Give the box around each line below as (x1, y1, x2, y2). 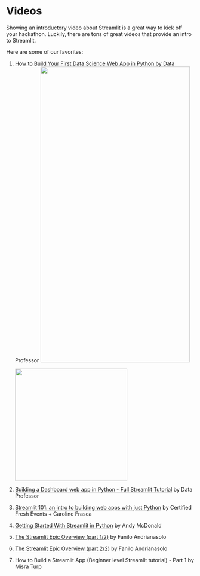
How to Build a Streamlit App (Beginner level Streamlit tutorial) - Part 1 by (14, 556, 194, 563)
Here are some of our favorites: (6, 48, 84, 55)
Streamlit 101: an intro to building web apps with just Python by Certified (14, 504, 192, 511)
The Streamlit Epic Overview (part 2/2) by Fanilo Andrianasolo (14, 545, 168, 552)
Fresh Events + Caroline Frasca (14, 510, 92, 517)
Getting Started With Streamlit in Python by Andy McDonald (14, 522, 162, 529)
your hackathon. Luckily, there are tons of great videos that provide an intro (6, 30, 192, 37)
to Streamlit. (6, 37, 36, 44)
